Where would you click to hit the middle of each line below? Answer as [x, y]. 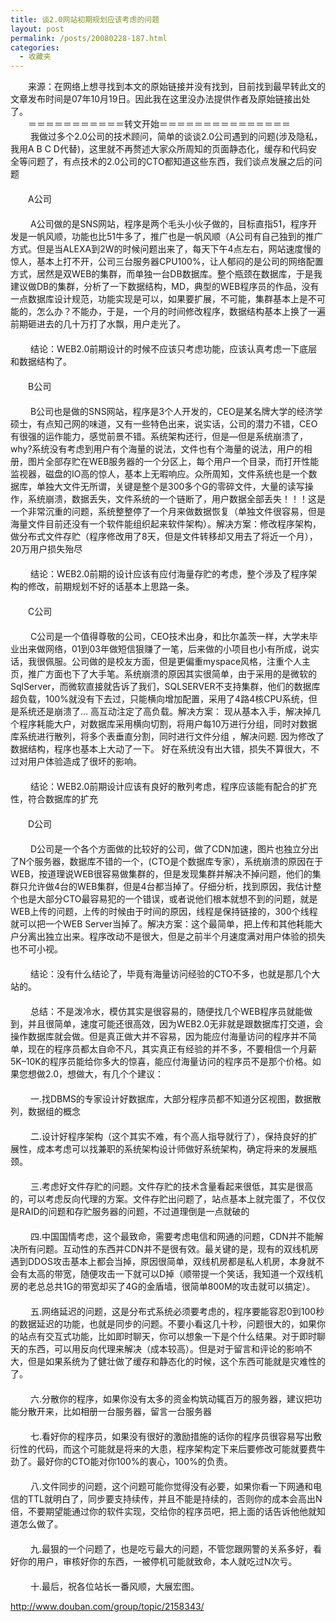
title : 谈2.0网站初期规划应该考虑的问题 [85, 19]
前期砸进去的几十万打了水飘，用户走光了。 [98, 324]
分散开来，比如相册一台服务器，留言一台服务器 [115, 1412]
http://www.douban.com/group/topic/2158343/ [107, 1607]
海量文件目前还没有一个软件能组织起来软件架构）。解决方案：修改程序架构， [166, 524]
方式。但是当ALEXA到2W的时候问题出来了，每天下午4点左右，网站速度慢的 [166, 249]
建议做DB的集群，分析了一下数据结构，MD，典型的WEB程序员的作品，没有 [165, 287]
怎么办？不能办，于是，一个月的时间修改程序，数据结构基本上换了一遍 [181, 312]
